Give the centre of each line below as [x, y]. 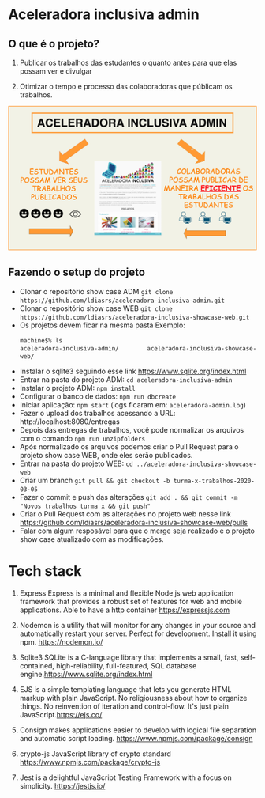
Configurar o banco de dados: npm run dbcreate [97, 396]
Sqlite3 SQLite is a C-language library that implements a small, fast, [129, 657]
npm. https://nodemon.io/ [61, 641]
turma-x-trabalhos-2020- [214, 481]
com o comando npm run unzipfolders [82, 438]
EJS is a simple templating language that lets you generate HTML [125, 689]
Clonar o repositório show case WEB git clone [96, 308]
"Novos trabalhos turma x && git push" [85, 506]
